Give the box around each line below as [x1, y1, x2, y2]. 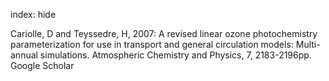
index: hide [10, 9, 57, 20]
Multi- [295, 39, 321, 50]
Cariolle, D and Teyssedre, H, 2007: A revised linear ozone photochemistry [10, 28, 318, 39]
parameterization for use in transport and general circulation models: [10, 39, 294, 50]
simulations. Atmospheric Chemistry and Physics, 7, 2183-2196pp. [39, 49, 312, 61]
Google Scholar [10, 60, 75, 71]
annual [10, 49, 38, 61]
